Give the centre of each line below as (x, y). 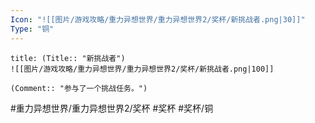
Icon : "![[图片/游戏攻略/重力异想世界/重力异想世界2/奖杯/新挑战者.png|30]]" (158, 19)
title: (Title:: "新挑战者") (68, 58)
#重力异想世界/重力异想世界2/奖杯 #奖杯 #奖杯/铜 (112, 108)
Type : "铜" (32, 29)
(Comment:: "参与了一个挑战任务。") (79, 88)
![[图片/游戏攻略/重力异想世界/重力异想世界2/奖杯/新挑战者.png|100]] (142, 69)
